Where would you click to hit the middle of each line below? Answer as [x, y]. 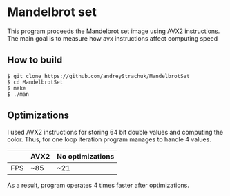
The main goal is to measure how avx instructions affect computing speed [113, 38]
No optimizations [85, 156]
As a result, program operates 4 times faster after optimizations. [98, 185]
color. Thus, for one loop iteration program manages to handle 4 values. [109, 139]
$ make [17, 88]
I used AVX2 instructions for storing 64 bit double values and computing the [115, 132]
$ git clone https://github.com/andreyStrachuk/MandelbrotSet [98, 76]
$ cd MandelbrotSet [35, 82]
